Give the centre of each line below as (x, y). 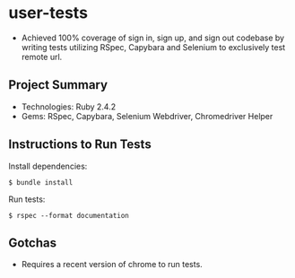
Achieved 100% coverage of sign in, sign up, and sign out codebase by (152, 38)
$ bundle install (41, 182)
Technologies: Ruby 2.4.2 (69, 107)
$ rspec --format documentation (69, 215)
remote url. (42, 56)
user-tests (48, 13)
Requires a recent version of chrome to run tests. (112, 265)
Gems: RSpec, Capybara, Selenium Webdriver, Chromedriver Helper (147, 116)
